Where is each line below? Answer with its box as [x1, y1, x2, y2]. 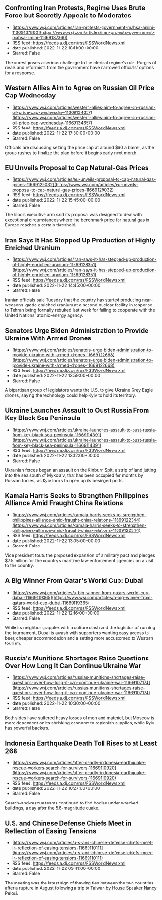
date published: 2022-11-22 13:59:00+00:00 [12, 373, 101, 379]
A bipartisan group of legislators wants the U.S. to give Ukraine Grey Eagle [5, 387, 153, 393]
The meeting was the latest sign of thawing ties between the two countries [5, 880, 154, 885]
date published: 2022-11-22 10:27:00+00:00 [12, 786, 100, 791]
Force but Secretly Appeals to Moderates [5, 12, 132, 20]
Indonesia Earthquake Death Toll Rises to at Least [5, 739, 157, 747]
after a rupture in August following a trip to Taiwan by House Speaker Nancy [5, 885, 157, 891]
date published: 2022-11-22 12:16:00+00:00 [12, 610, 100, 616]
